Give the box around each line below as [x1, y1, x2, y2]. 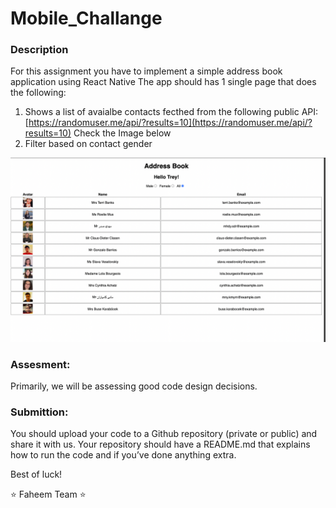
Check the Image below [73, 127, 172, 139]
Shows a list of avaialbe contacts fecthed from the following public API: [24, 106, 319, 118]
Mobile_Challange [10, 7, 163, 30]
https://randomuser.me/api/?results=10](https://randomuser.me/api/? [28, 117, 313, 129]
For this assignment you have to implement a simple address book [10, 65, 283, 77]
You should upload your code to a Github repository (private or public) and [10, 428, 318, 440]
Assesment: [10, 357, 71, 371]
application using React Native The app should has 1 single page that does [10, 76, 317, 88]
